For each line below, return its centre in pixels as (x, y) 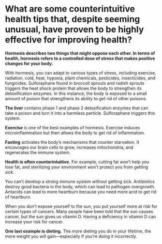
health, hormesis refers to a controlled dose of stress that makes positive (80, 58)
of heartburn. (18, 197)
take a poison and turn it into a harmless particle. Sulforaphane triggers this (80, 113)
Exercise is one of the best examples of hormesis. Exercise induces (73, 127)
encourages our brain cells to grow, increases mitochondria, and (69, 147)
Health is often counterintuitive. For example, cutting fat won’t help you (77, 162)
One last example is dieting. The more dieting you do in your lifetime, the (78, 231)
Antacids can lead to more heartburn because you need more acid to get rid (81, 192)
